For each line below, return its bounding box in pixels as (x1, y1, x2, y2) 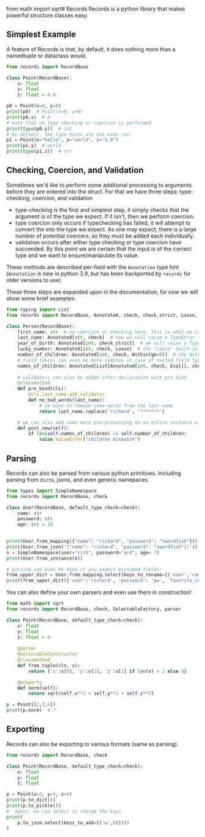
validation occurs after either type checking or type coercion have (15, 238, 182, 246)
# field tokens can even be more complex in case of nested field (17, 357, 190, 363)
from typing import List (6, 306, 70, 313)
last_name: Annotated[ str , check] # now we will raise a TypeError (17, 335, 195, 341)
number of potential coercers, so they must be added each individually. (15, 232, 195, 239)
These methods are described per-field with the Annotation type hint (6, 263, 179, 270)
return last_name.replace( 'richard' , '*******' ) (38, 408, 165, 415)
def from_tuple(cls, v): (17, 662, 81, 669)
